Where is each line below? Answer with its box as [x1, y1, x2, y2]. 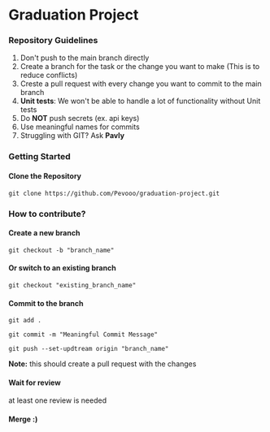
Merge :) [8, 414, 38, 424]
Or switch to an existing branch [8, 263, 116, 273]
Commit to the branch [8, 298, 84, 308]
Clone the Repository [8, 171, 81, 180]
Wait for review [8, 378, 61, 387]
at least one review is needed [8, 395, 107, 405]
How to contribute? [8, 208, 86, 219]
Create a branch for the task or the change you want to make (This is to [20, 62, 260, 71]
